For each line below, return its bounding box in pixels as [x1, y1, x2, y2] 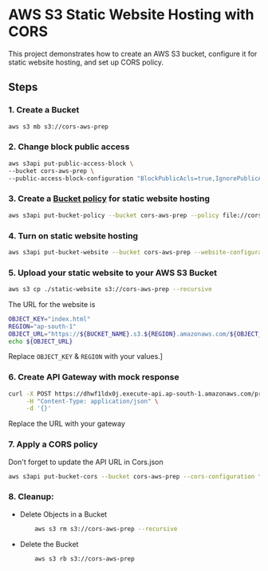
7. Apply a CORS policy [8, 439, 98, 450]
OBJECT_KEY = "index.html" [8, 315, 91, 323]
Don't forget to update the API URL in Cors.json [8, 457, 164, 467]
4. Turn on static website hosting [8, 230, 138, 241]
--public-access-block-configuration [8, 174, 134, 183]
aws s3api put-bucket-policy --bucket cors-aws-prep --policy [8, 211, 219, 219]
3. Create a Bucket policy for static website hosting [8, 193, 210, 204]
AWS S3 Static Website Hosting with [8, 6, 254, 24]
